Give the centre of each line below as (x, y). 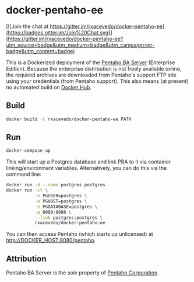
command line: (24, 174)
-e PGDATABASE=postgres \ (66, 207)
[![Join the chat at (27, 26)
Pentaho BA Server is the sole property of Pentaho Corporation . (82, 273)
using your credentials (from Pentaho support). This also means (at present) (97, 81)
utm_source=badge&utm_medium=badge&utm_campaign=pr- (80, 45)
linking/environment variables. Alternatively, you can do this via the (87, 168)
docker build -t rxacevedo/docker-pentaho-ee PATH (69, 119)
